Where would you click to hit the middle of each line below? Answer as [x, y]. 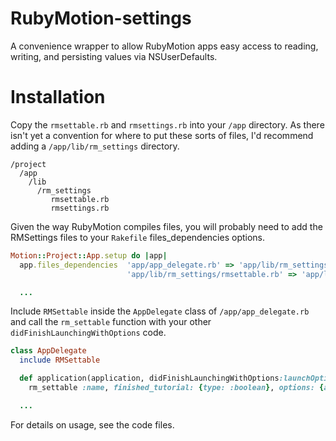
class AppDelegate [48, 351]
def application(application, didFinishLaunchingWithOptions [149, 378]
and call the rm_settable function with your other [111, 322]
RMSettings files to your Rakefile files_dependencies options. [138, 237]
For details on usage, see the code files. [92, 424]
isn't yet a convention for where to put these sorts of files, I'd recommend [162, 135]
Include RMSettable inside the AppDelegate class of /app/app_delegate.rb [160, 311]
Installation [58, 97]
